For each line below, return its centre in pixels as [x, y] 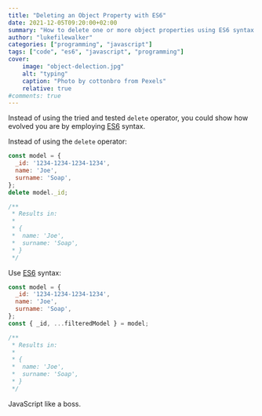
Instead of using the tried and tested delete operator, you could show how [128, 118]
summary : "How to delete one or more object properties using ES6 [119, 30]
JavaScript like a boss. [45, 403]
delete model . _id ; [38, 192]
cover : [19, 60]
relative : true [47, 88]
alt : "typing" [45, 74]
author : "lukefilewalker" [50, 37]
